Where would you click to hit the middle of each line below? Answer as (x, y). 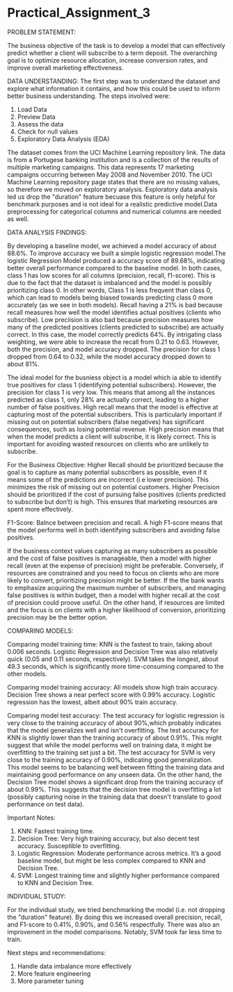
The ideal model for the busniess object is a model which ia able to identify (114, 377)
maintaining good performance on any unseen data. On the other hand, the (115, 774)
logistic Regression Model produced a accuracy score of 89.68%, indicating (116, 260)
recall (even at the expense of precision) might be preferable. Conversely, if (115, 565)
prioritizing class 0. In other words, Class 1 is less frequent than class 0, (110, 290)
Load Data (32, 109)
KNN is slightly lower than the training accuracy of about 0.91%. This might (115, 738)
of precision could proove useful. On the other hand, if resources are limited (116, 602)
